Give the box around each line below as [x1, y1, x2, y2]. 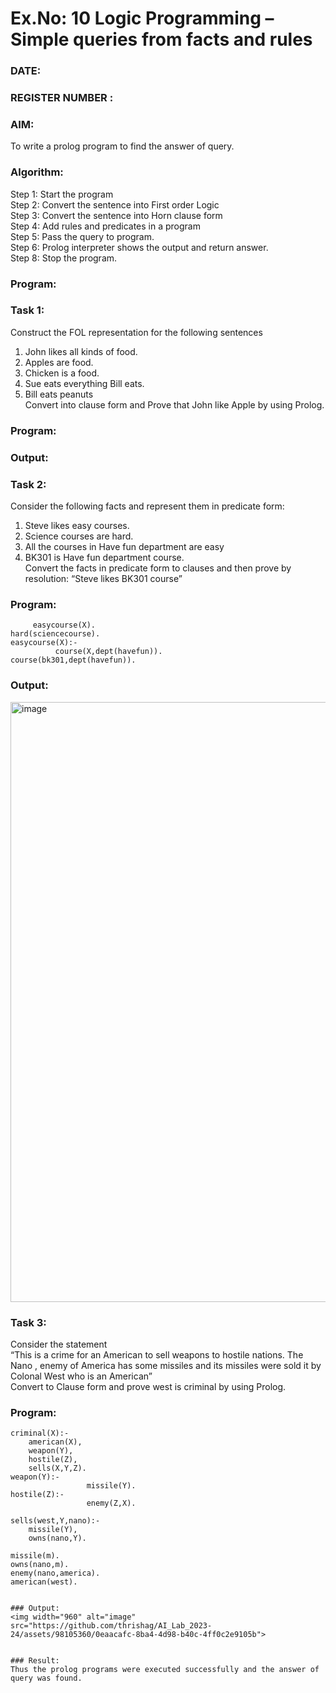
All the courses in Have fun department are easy [24, 540, 225, 552]
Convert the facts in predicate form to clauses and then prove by [24, 562, 292, 574]
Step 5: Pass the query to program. [10, 230, 155, 242]
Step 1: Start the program [10, 188, 114, 200]
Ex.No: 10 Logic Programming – [10, 7, 275, 30]
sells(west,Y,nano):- [10, 1516, 101, 1526]
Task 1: [10, 303, 45, 317]
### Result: [10, 1656, 60, 1666]
